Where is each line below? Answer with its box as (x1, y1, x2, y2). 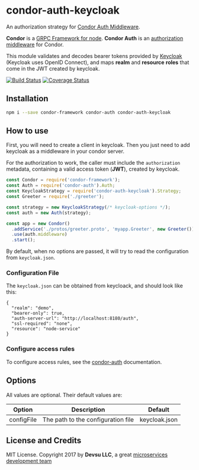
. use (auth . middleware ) (11, 232, 68, 238)
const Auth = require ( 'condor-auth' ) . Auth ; (6, 183, 115, 188)
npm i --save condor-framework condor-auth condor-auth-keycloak (6, 109, 171, 116)
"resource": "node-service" (11, 326, 81, 332)
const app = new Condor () (6, 220, 70, 226)
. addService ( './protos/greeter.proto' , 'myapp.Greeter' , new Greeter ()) (11, 226, 195, 232)
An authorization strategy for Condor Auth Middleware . (6, 23, 140, 30)
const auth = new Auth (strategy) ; (6, 210, 92, 216)
